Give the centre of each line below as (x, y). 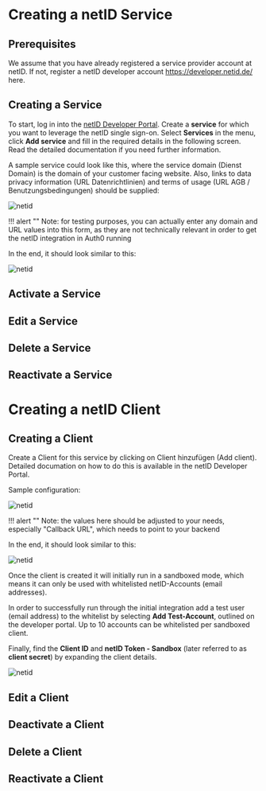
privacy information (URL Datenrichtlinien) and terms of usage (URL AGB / (129, 181)
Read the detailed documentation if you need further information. (115, 150)
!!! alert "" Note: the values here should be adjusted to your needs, (116, 521)
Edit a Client (39, 697)
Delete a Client (45, 752)
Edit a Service (43, 321)
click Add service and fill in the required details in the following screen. (125, 141)
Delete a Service (50, 348)
